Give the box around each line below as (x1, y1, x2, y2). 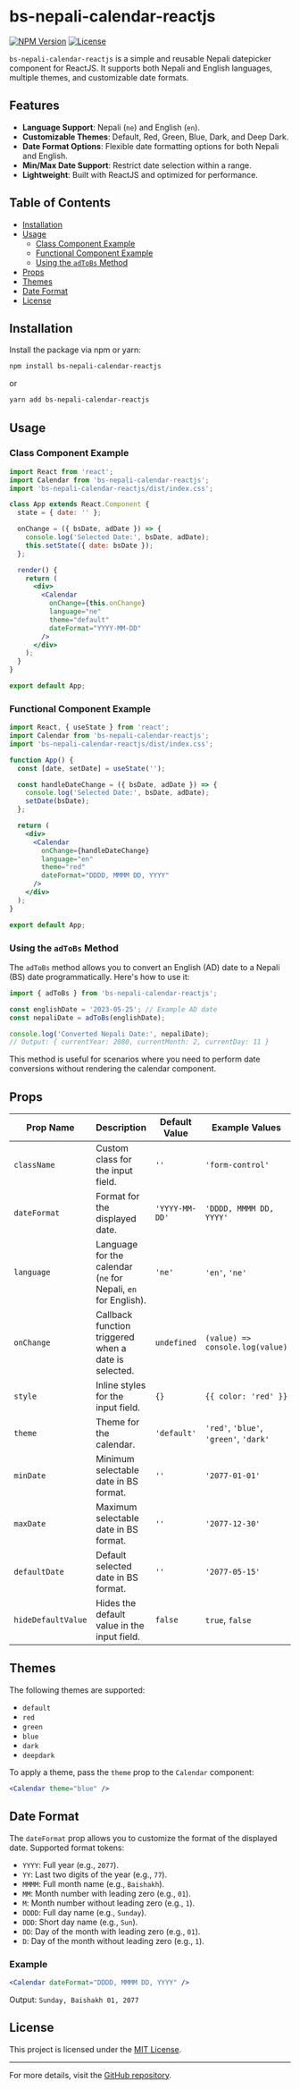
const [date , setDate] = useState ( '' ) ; (17, 764, 166, 773)
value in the (95, 1620, 145, 1632)
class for (95, 1154, 132, 1166)
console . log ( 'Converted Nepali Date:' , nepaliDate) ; (9, 1029, 210, 1038)
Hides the (95, 1597, 137, 1610)
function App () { (9, 756, 74, 765)
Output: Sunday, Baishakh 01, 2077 (9, 1994, 139, 2005)
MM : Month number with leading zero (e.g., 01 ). (21, 1888, 192, 1899)
